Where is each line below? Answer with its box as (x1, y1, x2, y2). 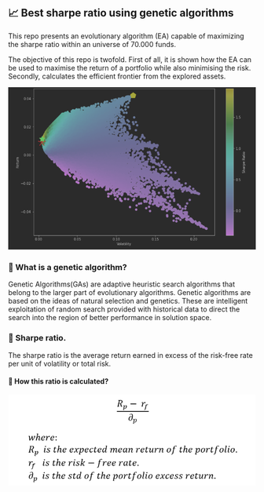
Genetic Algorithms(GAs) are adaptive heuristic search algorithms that (8, 279, 236, 289)
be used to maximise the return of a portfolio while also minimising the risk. (8, 63, 251, 72)
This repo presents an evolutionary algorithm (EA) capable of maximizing (8, 31, 245, 41)
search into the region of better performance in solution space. (8, 313, 212, 323)
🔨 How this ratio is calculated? (8, 377, 108, 386)
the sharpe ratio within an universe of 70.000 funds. (8, 39, 177, 49)
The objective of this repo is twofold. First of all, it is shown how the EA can (8, 54, 252, 64)
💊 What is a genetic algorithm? (8, 261, 127, 272)
